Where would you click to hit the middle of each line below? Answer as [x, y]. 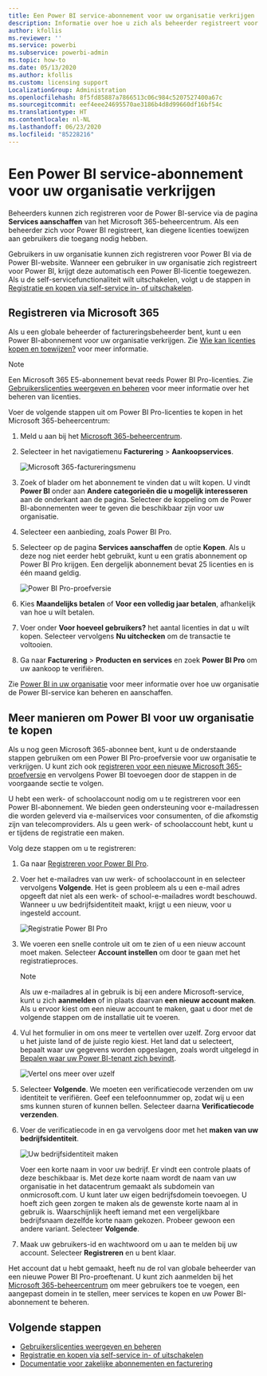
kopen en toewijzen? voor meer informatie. [79, 349]
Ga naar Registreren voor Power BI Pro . [84, 864]
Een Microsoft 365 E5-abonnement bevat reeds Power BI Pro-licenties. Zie [131, 380]
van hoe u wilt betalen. [57, 612]
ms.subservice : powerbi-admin [59, 53]
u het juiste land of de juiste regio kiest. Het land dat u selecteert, [127, 1042]
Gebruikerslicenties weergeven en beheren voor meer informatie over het [129, 389]
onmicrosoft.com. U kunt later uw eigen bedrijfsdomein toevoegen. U [133, 1195]
